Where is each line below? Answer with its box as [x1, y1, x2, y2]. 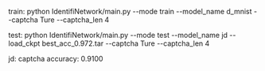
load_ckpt [8, 39, 41, 48]
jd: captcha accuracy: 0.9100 [8, 54, 103, 63]
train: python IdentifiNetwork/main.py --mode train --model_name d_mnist [8, 7, 252, 16]
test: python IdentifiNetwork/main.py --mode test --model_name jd [8, 31, 228, 39]
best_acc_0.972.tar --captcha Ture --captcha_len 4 [41, 39, 210, 48]
